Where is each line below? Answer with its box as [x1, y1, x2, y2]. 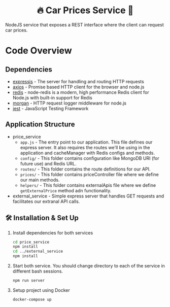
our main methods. [20, 177, 60, 183]
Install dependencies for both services [12, 229, 93, 235]
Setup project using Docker [12, 287, 70, 293]
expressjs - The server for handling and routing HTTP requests [12, 78, 145, 84]
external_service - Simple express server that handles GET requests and [12, 193, 164, 199]
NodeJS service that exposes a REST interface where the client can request [5, 21, 164, 27]
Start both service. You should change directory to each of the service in [12, 263, 165, 269]
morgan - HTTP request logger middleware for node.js [12, 100, 127, 106]
